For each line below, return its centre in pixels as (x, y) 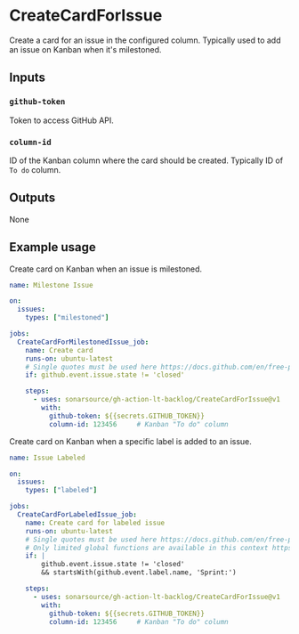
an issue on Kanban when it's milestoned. (85, 49)
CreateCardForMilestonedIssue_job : (83, 342)
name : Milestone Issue (51, 285)
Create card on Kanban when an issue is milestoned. (106, 269)
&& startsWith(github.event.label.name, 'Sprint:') (139, 573)
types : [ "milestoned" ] (67, 318)
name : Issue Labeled (48, 458)
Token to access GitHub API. (61, 120)
